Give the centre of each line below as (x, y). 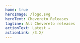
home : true (17, 10)
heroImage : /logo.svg (28, 14)
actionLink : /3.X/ (24, 33)
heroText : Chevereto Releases (37, 19)
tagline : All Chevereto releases (40, 23)
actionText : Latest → (28, 28)
